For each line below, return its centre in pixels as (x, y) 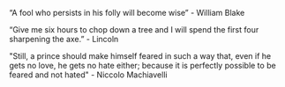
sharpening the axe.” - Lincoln (64, 39)
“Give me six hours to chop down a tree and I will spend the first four (134, 29)
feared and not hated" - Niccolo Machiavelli (88, 75)
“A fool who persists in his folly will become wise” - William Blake (127, 13)
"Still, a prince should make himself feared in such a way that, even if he (140, 56)
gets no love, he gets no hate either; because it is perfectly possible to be (142, 65)
